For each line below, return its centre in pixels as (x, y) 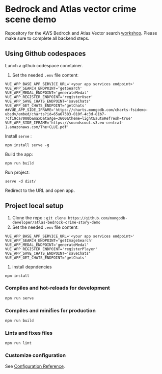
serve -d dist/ (21, 181)
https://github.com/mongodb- (98, 218)
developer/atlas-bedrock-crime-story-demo (56, 222)
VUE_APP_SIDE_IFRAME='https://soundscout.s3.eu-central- (65, 123)
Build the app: (19, 154)
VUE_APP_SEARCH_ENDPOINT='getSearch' (44, 88)
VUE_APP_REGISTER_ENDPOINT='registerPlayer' (51, 249)
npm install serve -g (27, 145)
